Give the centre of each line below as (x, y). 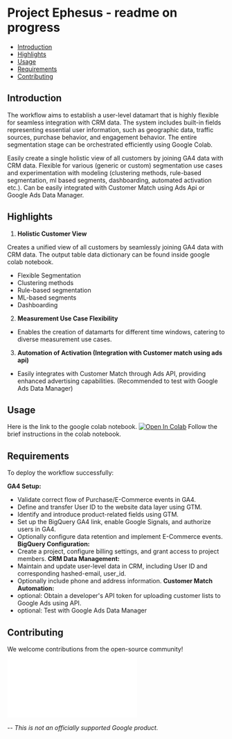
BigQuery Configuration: (53, 544)
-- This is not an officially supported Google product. (83, 728)
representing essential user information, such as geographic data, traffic (110, 129)
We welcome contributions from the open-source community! (95, 649)
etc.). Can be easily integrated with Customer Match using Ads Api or (106, 187)
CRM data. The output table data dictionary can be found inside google (108, 254)
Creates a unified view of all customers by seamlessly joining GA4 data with (115, 247)
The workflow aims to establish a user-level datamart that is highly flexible (113, 115)
